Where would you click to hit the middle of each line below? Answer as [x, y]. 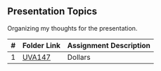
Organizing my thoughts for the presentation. [72, 28]
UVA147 [37, 57]
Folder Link [41, 45]
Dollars [79, 57]
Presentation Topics [52, 11]
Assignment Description [109, 45]
